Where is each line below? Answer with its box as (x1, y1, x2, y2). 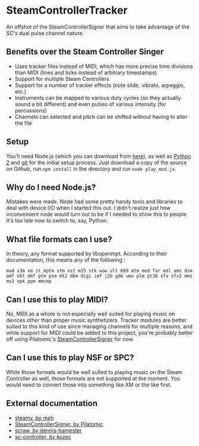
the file (14, 120, 32, 127)
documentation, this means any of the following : (6, 256, 126, 263)
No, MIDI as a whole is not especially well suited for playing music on (6, 310, 175, 317)
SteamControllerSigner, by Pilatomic (14, 420, 103, 428)
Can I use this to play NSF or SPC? (6, 353, 135, 363)
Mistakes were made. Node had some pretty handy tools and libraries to (6, 198, 183, 205)
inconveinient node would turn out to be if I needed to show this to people (6, 211, 187, 218)
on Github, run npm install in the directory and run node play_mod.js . (6, 165, 176, 172)
